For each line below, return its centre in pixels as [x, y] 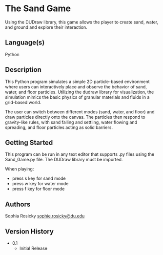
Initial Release [33, 248]
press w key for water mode [40, 184]
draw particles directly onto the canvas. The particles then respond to [75, 117]
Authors [18, 204]
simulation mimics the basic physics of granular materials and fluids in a [77, 97]
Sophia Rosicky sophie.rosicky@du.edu [45, 216]
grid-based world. [23, 102]
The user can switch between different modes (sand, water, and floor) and [80, 112]
